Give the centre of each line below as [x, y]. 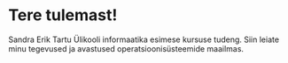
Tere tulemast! [63, 15]
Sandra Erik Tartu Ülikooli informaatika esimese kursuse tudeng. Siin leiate [144, 39]
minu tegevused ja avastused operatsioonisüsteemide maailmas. [126, 48]
